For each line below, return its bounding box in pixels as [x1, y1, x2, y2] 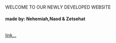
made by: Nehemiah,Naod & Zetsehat [5, 16, 86, 22]
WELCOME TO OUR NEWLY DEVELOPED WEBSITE [5, 4, 111, 10]
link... [5, 32, 17, 38]
